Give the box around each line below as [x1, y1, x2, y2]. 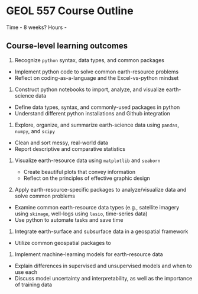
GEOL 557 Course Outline [6, 4, 134, 18]
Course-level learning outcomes [6, 41, 128, 51]
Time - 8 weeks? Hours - [6, 24, 67, 31]
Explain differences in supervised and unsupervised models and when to [14, 262, 192, 269]
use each [14, 268, 38, 276]
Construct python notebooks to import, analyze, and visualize [14, 86, 165, 93]
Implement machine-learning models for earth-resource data [14, 250, 164, 258]
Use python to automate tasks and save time [14, 216, 124, 223]
